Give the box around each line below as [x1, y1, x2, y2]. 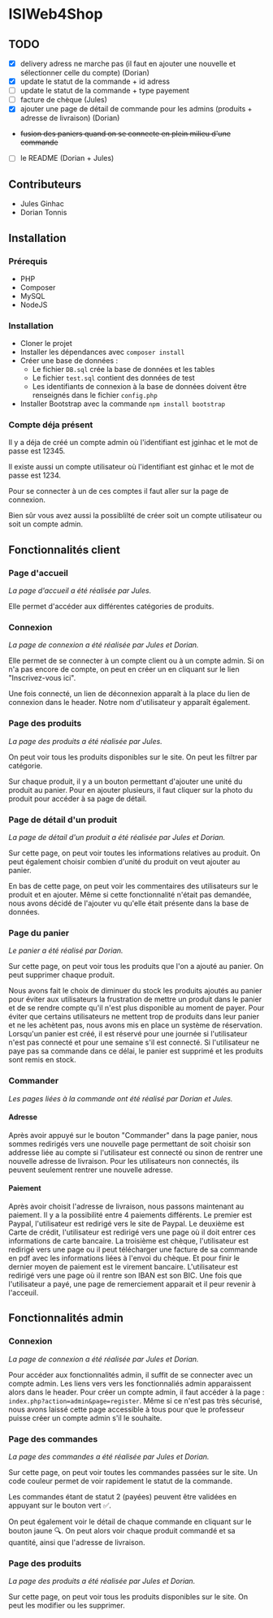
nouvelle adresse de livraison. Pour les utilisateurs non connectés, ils [8, 1156, 240, 1166]
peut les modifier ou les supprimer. [8, 1601, 125, 1611]
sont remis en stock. [8, 1055, 77, 1065]
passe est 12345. [8, 446, 66, 456]
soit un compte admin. [8, 519, 84, 529]
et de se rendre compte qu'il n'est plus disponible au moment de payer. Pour [8, 1003, 265, 1013]
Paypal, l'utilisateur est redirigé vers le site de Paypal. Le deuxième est [8, 1219, 245, 1229]
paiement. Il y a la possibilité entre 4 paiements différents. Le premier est [8, 1210, 253, 1220]
